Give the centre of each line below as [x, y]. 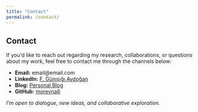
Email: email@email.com [45, 73]
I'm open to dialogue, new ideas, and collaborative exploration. [83, 103]
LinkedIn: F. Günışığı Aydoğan [51, 79]
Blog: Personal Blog [39, 85]
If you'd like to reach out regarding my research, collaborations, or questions [99, 55]
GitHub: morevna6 [38, 91]
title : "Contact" [27, 11]
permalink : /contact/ [33, 17]
